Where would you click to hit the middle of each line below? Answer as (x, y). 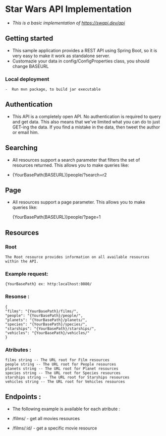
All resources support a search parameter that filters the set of (76, 160)
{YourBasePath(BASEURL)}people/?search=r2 (59, 175)
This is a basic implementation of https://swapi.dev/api (69, 23)
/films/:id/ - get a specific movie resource (55, 428)
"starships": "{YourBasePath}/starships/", (51, 328)
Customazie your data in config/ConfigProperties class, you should (81, 61)
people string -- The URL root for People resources (61, 365)
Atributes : (18, 350)
